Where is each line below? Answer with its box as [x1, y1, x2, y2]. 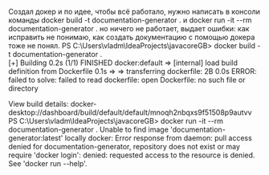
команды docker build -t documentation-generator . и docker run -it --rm [8, 15, 252, 25]
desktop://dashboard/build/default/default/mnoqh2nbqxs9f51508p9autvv [8, 108, 252, 117]
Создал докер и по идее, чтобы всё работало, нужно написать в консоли [8, 7, 261, 16]
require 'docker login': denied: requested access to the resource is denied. [8, 150, 255, 160]
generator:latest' [8, 133, 63, 143]
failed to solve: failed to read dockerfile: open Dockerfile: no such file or [8, 75, 247, 84]
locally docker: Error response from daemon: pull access [64, 133, 253, 143]
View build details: [8, 100, 69, 108]
